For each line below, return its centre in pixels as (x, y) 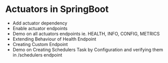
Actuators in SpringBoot (57, 9)
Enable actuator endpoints (40, 28)
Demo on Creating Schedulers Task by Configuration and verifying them (88, 49)
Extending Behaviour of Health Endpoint (54, 39)
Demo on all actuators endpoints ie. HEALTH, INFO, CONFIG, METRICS (86, 33)
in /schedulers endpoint (37, 55)
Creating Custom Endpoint (40, 44)
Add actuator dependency (40, 23)
